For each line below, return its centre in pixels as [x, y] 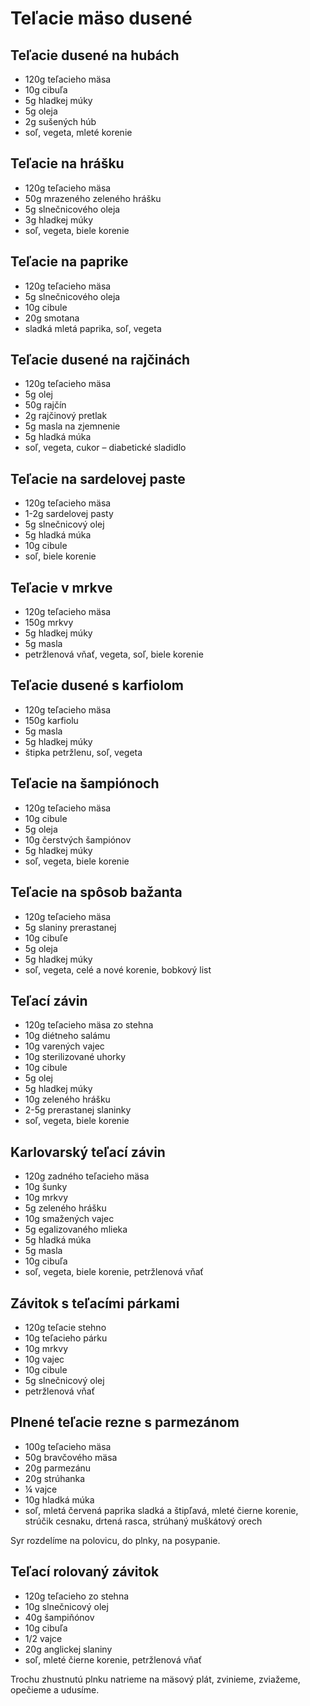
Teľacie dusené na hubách [95, 55]
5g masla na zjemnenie [72, 426]
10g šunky [46, 1187]
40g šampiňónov [59, 1617]
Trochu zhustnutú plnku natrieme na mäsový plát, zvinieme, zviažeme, [155, 1679]
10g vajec [44, 1359]
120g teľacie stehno [65, 1327]
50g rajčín [45, 405]
